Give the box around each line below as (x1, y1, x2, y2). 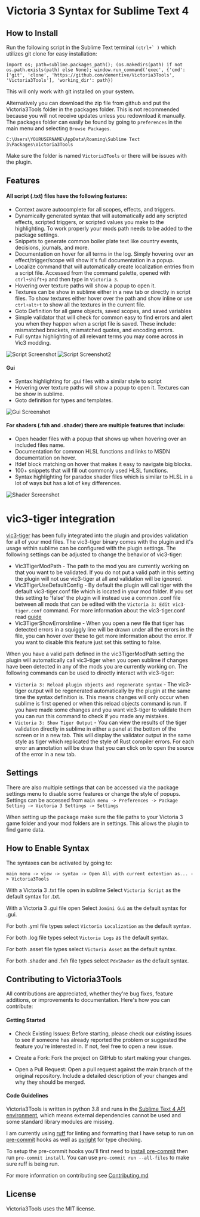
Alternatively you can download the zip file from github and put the (6, 100, 171, 106)
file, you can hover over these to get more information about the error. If (14, 632, 192, 639)
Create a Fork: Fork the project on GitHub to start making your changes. (14, 1054, 192, 1061)
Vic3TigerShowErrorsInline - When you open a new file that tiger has (14, 620, 184, 627)
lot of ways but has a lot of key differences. (14, 480, 122, 486)
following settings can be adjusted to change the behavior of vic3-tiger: (6, 551, 183, 558)
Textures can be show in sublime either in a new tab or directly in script (14, 288, 191, 295)
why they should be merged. (14, 1078, 85, 1086)
